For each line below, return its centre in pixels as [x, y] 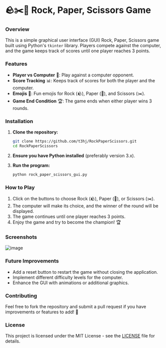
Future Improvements [32, 261]
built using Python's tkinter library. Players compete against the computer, [83, 46]
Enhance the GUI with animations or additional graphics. [71, 283]
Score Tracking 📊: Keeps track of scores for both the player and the [84, 80]
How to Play [20, 187]
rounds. [20, 108]
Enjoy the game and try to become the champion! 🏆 [67, 222]
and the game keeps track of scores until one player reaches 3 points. [78, 51]
